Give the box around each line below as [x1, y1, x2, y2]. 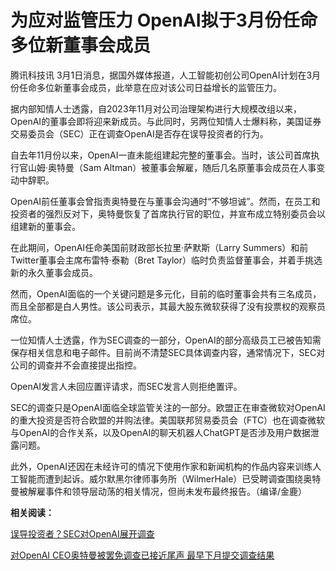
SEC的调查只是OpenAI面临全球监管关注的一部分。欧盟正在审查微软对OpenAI [10, 401, 326, 413]
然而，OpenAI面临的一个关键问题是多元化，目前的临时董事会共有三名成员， [10, 287, 322, 300]
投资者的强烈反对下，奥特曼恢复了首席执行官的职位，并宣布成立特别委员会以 [10, 207, 326, 220]
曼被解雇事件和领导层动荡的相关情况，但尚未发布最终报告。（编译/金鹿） [10, 485, 308, 497]
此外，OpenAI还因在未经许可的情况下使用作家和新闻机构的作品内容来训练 [10, 460, 313, 472]
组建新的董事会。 [10, 220, 81, 232]
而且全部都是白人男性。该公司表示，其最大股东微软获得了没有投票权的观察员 [10, 300, 326, 312]
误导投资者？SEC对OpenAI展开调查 [10, 527, 155, 540]
